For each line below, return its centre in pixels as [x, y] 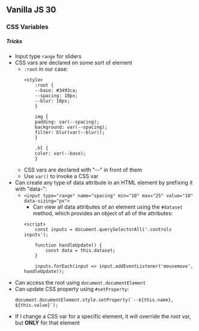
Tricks [14, 41]
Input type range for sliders [48, 56]
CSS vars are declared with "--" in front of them [83, 170]
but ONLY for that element [47, 323]
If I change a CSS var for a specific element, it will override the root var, [103, 317]
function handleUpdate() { [69, 245]
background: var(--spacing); [71, 127]
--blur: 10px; [52, 101]
